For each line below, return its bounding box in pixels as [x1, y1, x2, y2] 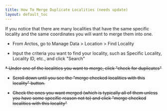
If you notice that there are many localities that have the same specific [5, 25, 150, 31]
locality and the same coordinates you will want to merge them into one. [5, 31, 153, 37]
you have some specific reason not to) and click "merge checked [12, 95, 147, 101]
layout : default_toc [5, 12, 48, 17]
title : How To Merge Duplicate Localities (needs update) [5, 7, 128, 12]
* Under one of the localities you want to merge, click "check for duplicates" [5, 65, 162, 71]
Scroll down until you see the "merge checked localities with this [12, 75, 146, 81]
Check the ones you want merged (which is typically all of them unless [12, 90, 158, 96]
